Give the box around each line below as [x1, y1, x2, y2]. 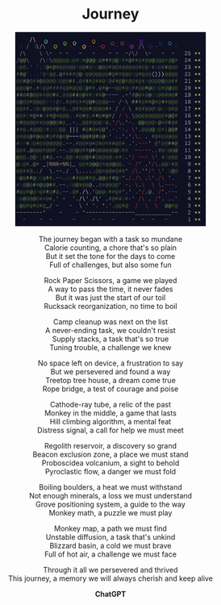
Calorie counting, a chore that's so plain [44, 243, 177, 252]
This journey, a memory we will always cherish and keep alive [8, 574, 213, 583]
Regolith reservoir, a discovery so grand [44, 441, 177, 451]
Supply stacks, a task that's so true [52, 334, 169, 344]
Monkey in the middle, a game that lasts [44, 408, 177, 418]
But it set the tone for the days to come [45, 252, 176, 261]
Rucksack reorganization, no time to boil [43, 302, 178, 311]
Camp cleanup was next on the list [52, 317, 169, 327]
